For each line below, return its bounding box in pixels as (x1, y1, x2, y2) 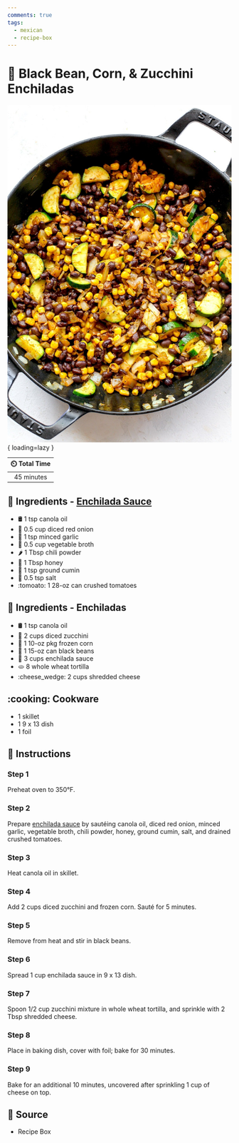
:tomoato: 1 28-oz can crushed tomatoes (17, 581, 137, 589)
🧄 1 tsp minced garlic (17, 532, 80, 541)
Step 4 (7, 886, 31, 896)
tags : (7, 19, 23, 26)
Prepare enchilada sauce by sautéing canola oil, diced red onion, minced (7, 819, 221, 828)
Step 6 (7, 955, 31, 965)
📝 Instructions (7, 748, 71, 760)
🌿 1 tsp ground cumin (17, 566, 80, 574)
